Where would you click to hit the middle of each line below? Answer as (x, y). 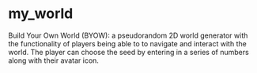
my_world (41, 14)
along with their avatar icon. (53, 60)
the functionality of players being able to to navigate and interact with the (127, 43)
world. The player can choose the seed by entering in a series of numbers (128, 52)
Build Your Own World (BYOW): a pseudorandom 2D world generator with (128, 35)
